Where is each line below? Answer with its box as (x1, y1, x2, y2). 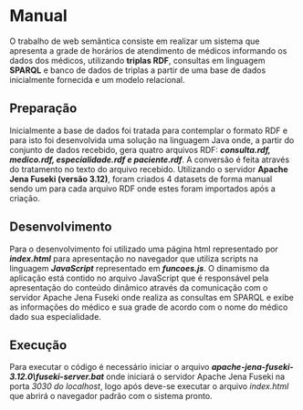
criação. (9, 192, 41, 203)
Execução (9, 337, 68, 353)
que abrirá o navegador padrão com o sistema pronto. (9, 391, 213, 402)
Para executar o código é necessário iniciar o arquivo (9, 362, 210, 373)
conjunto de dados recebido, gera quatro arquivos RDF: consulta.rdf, (9, 144, 271, 155)
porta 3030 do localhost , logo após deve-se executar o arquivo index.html (9, 381, 289, 392)
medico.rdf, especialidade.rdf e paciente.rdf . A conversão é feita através (9, 154, 290, 165)
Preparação (9, 101, 78, 117)
